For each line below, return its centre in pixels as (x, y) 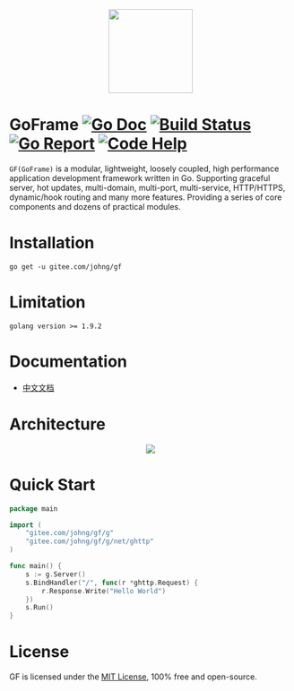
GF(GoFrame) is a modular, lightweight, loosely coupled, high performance (144, 168)
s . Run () (39, 608)
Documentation (69, 361)
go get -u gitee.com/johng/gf (66, 267)
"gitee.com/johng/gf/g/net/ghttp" (90, 541)
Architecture (57, 424)
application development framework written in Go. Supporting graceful (140, 177)
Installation (52, 243)
